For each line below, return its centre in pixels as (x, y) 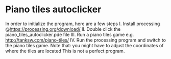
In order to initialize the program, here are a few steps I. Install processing (83, 24)
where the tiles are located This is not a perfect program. (65, 51)
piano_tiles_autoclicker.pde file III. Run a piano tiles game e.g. (70, 34)
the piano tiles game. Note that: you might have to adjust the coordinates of (84, 45)
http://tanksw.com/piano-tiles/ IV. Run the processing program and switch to (86, 40)
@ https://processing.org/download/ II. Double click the (63, 29)
